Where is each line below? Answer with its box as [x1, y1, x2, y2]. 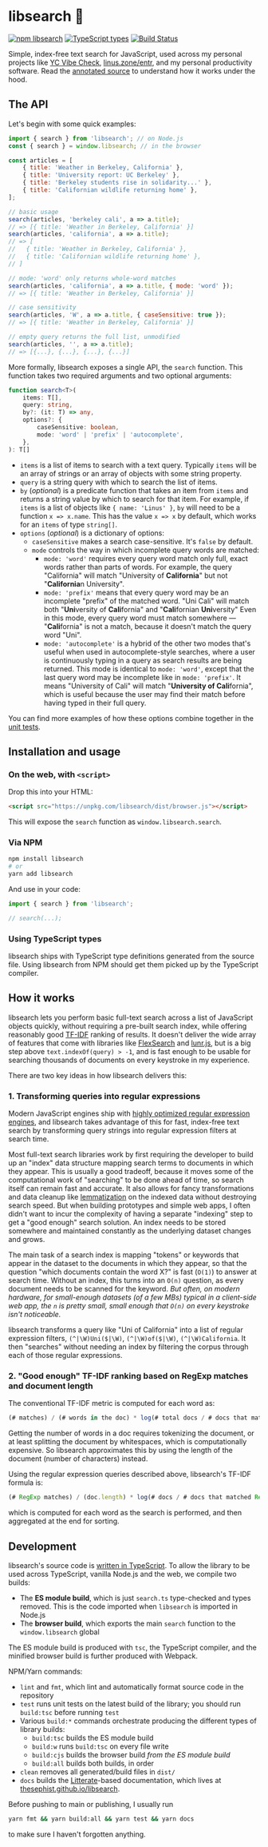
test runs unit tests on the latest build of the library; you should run [19, 1699, 241, 1709]
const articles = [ [8, 156, 73, 165]
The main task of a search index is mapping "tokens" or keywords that [8, 1250, 239, 1260]
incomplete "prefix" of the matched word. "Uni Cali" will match [43, 595, 250, 606]
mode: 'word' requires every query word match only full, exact [43, 553, 249, 563]
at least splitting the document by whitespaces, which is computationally [8, 1437, 247, 1447]
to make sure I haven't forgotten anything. [8, 1829, 146, 1839]
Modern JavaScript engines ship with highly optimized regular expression [8, 1109, 250, 1118]
